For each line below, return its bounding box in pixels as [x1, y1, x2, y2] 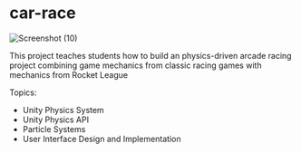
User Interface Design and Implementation [22, 133, 181, 144]
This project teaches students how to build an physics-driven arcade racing [9, 50, 292, 61]
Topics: [9, 87, 37, 98]
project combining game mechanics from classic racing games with [9, 60, 262, 71]
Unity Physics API [22, 114, 89, 125]
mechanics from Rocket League [9, 69, 129, 80]
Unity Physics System [22, 104, 104, 115]
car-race [9, 3, 76, 24]
